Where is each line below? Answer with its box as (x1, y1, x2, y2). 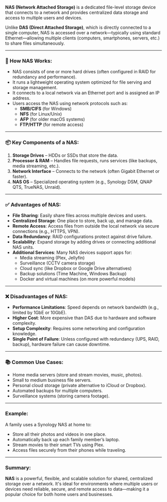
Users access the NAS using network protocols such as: (12, 101, 128, 107)
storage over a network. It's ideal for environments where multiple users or (5, 481, 158, 487)
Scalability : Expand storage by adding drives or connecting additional (12, 239, 156, 245)
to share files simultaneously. (5, 40, 65, 46)
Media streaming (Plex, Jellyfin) (19, 254, 85, 260)
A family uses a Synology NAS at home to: (5, 421, 92, 427)
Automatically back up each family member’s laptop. (12, 436, 120, 442)
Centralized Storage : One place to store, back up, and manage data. (12, 218, 154, 224)
